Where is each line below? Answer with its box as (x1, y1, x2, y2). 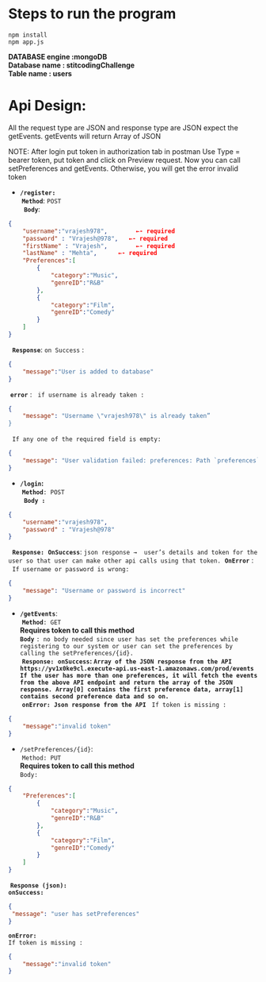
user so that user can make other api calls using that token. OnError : (8, 555, 254, 565)
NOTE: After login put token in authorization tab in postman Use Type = (8, 146, 241, 156)
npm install (8, 31, 47, 39)
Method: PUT (21, 754, 62, 762)
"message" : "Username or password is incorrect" (22, 587, 186, 595)
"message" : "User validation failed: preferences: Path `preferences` (22, 457, 260, 465)
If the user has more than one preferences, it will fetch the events (19, 671, 258, 679)
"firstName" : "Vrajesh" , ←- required (22, 242, 176, 250)
